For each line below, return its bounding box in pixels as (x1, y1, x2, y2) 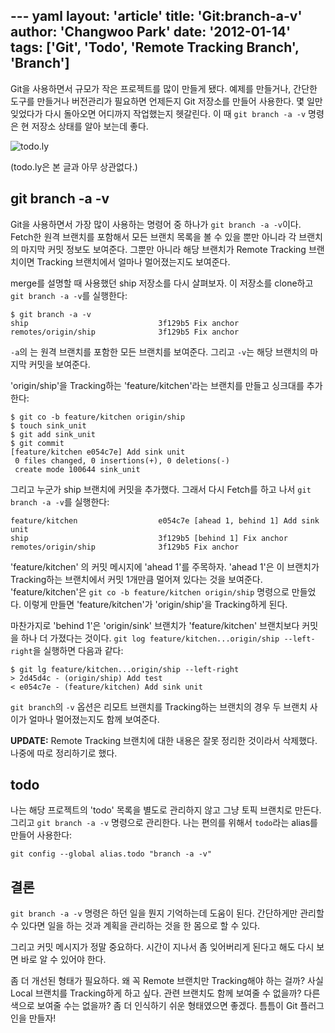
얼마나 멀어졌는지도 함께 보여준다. (28, 713, 160, 725)
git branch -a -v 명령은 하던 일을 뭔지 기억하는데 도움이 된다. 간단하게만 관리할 (10, 907, 325, 919)
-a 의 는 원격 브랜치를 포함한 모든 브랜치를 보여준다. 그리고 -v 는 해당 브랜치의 (10, 345, 308, 358)
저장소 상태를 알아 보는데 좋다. (31, 120, 149, 132)
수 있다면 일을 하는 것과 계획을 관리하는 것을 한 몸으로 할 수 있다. (10, 920, 261, 932)
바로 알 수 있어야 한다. (20, 954, 107, 966)
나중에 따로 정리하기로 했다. (10, 747, 118, 759)
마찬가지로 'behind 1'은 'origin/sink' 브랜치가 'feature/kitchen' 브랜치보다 (10, 619, 300, 631)
